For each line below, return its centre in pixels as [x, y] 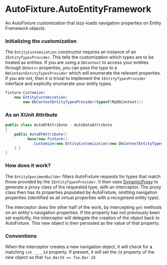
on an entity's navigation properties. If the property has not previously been [83, 212]
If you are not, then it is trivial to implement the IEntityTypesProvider [76, 79]
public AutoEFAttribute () [41, 134]
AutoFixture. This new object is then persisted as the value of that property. [83, 223]
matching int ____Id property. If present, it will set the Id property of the [80, 252]
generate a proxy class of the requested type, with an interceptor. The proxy [83, 187]
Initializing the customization [41, 41]
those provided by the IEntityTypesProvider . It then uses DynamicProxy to [82, 181]
